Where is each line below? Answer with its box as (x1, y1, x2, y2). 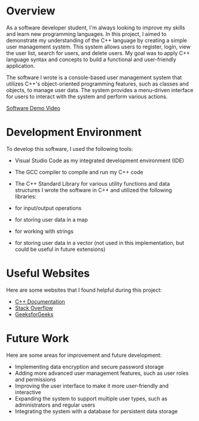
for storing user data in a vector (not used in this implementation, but (14, 239, 184, 246)
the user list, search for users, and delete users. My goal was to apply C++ (6, 49, 190, 56)
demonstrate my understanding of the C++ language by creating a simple (6, 37, 187, 44)
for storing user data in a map (14, 216, 88, 223)
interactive (14, 388, 41, 396)
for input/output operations (14, 204, 82, 211)
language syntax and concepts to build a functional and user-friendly (6, 56, 176, 63)
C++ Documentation (14, 298, 66, 305)
